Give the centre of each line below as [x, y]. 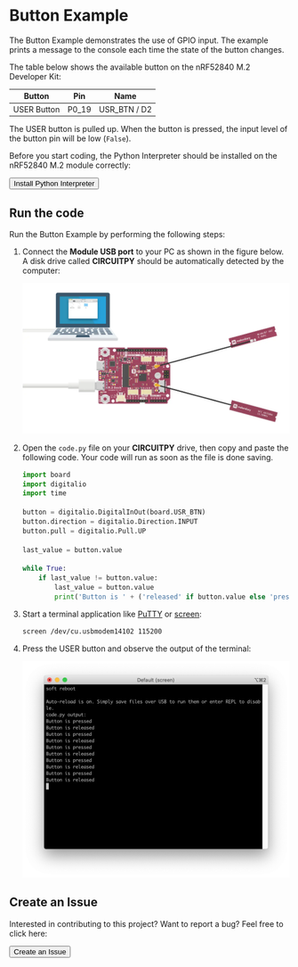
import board [46, 475]
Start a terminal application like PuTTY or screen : [112, 614]
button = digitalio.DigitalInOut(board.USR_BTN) [114, 512]
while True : [44, 569]
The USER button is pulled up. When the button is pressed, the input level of [149, 129]
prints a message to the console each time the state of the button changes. [147, 49]
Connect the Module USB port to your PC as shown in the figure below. [153, 252]
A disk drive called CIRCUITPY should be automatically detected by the [153, 261]
